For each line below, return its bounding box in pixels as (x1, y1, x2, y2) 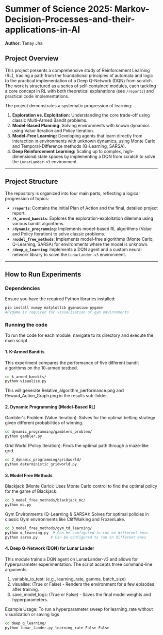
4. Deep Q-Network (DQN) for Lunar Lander (5, 545, 95, 551)
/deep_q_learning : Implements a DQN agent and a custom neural (12, 246, 142, 252)
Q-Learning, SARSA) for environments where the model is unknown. (12, 241, 149, 247)
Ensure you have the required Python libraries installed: (5, 296, 115, 302)
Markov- (114, 3, 149, 15)
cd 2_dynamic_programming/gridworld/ (5, 457, 81, 462)
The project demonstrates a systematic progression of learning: (5, 102, 132, 108)
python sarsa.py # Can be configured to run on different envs (5, 535, 147, 539)
